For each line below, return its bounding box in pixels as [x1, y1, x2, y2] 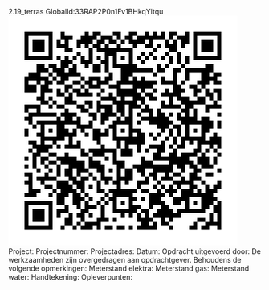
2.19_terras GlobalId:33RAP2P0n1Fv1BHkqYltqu [8, 7, 164, 16]
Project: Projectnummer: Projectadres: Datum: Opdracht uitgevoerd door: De [8, 246, 262, 256]
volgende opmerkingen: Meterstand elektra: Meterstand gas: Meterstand [8, 263, 250, 273]
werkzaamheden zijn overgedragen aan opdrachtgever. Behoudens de [8, 255, 242, 264]
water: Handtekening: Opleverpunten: [8, 272, 132, 281]
